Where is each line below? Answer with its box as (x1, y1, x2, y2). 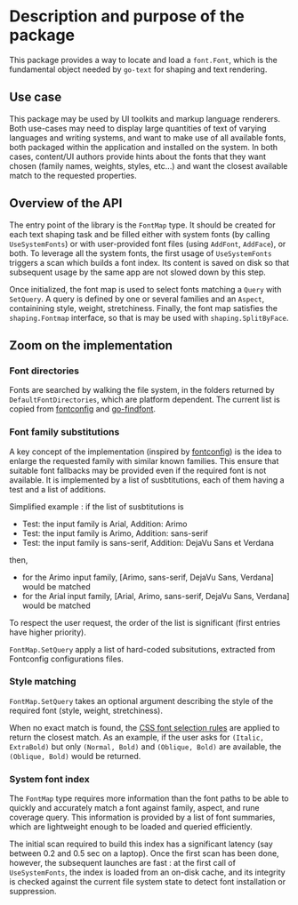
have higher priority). (9, 627, 86, 637)
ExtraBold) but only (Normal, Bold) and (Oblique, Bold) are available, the (9, 741, 282, 752)
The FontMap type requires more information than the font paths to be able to (9, 793, 289, 804)
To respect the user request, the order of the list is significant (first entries (9, 617, 281, 628)
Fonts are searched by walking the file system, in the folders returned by (9, 385, 275, 396)
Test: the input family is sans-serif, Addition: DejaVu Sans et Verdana (21, 537, 274, 548)
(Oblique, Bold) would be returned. (9, 750, 141, 761)
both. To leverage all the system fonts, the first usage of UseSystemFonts (9, 247, 272, 259)
